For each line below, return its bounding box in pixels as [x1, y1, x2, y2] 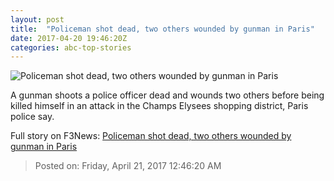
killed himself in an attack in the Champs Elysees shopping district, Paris [10, 100, 309, 112]
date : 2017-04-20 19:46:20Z [10, 33, 128, 43]
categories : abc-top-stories [10, 42, 132, 53]
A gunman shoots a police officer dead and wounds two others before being [10, 89, 325, 101]
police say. [10, 111, 55, 123]
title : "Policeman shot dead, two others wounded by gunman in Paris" [10, 24, 315, 34]
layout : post [10, 14, 65, 25]
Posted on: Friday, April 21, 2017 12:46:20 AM [34, 160, 222, 172]
